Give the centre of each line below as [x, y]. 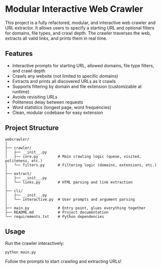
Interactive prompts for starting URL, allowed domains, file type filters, [83, 65]
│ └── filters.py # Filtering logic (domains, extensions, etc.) [81, 165]
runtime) [21, 91]
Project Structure [32, 128]
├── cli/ [14, 191]
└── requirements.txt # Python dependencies [55, 216]
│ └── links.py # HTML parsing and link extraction [69, 182]
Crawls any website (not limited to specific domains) [65, 76]
